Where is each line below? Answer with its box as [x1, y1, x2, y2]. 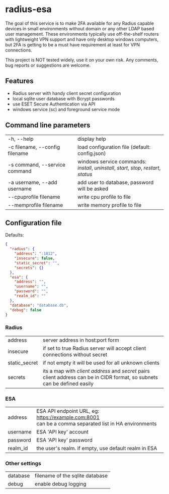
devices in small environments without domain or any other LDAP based [5, 25, 154, 31]
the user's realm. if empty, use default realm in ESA [36, 445, 157, 452]
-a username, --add [8, 179, 57, 186]
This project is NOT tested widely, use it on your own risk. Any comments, [5, 57, 158, 63]
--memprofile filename [8, 201, 63, 208]
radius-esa [5, 4, 52, 15]
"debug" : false [10, 307, 42, 312]
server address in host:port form [42, 337, 119, 344]
